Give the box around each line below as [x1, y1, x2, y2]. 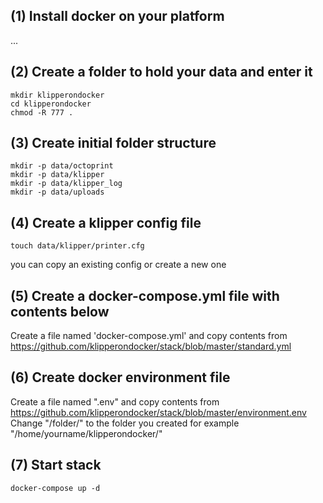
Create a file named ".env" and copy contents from [10, 395, 220, 408]
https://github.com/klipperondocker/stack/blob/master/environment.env [10, 406, 307, 418]
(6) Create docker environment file [10, 369, 231, 386]
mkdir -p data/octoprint [10, 161, 114, 171]
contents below [10, 303, 110, 320]
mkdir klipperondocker [10, 90, 105, 100]
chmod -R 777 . [10, 107, 74, 118]
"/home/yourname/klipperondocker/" [10, 427, 163, 439]
